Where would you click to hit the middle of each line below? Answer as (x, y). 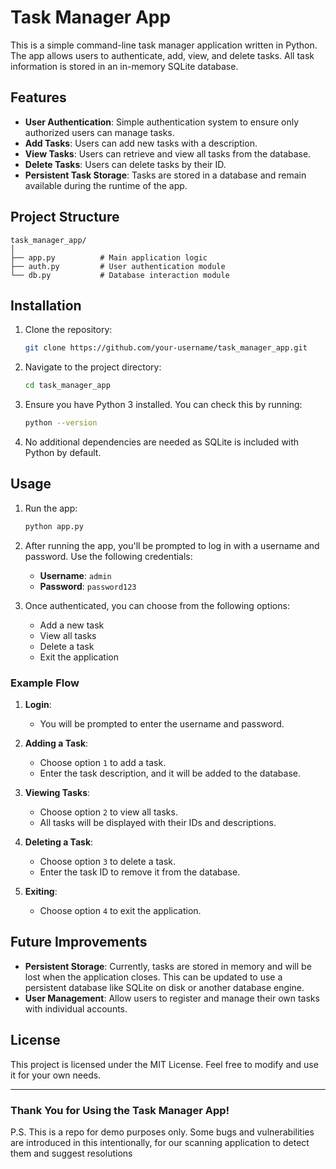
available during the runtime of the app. (106, 185)
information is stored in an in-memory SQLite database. (124, 66)
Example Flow (45, 683)
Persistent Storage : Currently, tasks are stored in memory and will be (168, 966)
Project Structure (65, 217)
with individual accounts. (76, 1008)
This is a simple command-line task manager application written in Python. (164, 45)
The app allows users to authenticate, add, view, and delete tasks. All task (162, 55)
